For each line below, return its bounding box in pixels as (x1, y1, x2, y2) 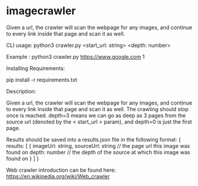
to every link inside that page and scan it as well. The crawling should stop (6, 105, 189, 112)
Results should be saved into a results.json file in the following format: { (6, 135, 181, 143)
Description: (6, 87, 36, 94)
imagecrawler (6, 4, 76, 18)
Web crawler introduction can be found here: (6, 166, 116, 174)
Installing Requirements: (6, 64, 65, 72)
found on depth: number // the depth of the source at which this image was (6, 149, 190, 156)
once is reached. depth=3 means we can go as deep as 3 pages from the (6, 112, 186, 119)
